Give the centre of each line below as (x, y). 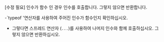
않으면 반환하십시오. (41, 34)
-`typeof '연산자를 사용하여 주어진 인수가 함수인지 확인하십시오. (66, 18)
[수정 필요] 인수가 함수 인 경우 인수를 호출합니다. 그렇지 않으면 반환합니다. (76, 7)
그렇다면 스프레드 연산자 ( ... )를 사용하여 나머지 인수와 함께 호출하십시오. (83, 28)
